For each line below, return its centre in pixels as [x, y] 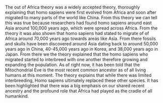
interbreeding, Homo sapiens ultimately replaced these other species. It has [82, 80]
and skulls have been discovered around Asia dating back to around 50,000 [81, 44]
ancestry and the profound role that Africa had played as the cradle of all [79, 91]
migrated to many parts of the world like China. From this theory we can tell [81, 17]
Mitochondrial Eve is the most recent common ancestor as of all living [76, 70]
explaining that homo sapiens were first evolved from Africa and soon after [81, 12]
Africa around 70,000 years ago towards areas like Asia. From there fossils [81, 38]
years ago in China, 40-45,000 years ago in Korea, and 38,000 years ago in [81, 49]
